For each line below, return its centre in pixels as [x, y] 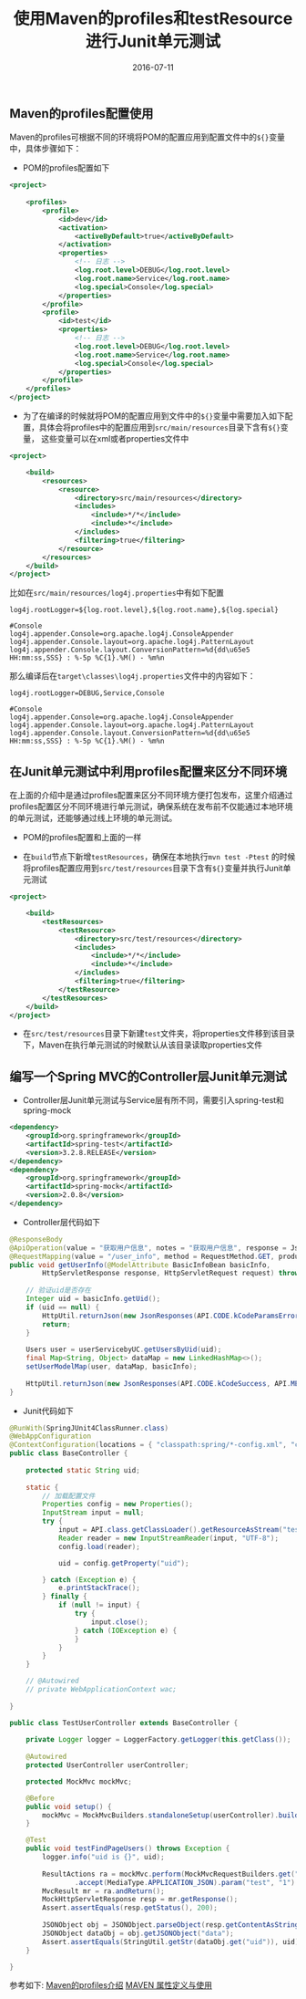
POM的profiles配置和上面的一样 [82, 838]
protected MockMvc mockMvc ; [79, 1781]
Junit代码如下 [48, 1411]
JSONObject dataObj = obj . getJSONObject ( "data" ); [138, 1933]
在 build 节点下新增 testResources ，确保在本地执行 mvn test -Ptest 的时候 [159, 857]
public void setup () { [69, 1806]
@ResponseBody [36, 1239]
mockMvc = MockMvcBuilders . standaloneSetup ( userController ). [161, 1815]
